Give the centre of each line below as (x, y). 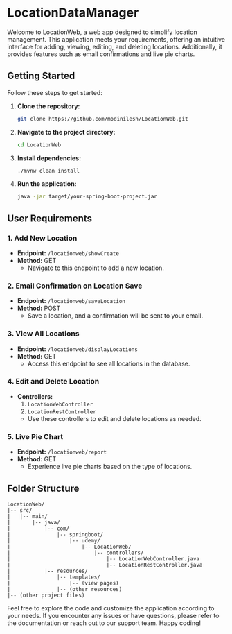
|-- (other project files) (46, 595)
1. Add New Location (42, 238)
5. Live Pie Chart (35, 436)
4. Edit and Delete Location (53, 382)
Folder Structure (43, 488)
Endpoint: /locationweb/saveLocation (71, 301)
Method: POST (39, 308)
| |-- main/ (28, 516)
